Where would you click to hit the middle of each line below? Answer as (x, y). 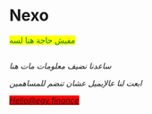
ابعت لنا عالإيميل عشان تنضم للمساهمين (76, 83)
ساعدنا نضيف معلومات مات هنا (60, 66)
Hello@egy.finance (44, 101)
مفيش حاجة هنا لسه (42, 40)
